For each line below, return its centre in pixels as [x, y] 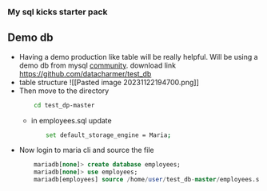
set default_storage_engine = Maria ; [108, 135]
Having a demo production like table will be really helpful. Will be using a [138, 57]
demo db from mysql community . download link [98, 65]
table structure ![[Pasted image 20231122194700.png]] [109, 82]
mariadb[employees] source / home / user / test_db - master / [127, 180]
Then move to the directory [64, 91]
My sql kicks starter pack [58, 12]
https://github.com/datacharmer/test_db [85, 73]
